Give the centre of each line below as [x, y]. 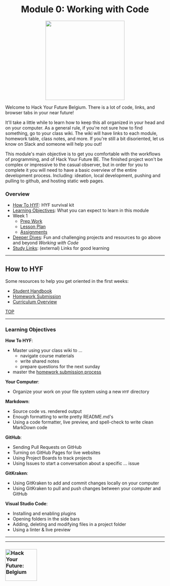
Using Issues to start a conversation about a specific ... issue [76, 464]
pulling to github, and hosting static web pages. [55, 181]
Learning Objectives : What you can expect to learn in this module [81, 210]
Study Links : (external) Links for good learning [61, 248]
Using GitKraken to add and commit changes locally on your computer [86, 483]
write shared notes [40, 361]
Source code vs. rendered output [47, 411]
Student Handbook [32, 291]
